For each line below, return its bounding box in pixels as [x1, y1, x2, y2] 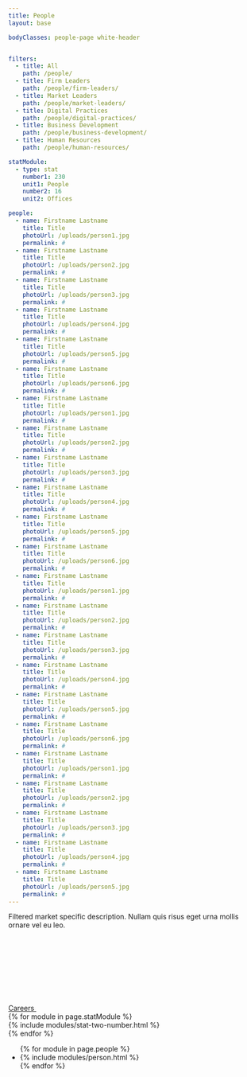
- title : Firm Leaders [15, 77, 91, 85]
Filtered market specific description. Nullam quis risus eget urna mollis [8, 912, 239, 922]
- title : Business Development [15, 121, 119, 130]
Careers [8, 1004, 35, 1013]
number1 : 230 [22, 173, 66, 181]
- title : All [15, 62, 59, 70]
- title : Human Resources [15, 136, 102, 144]
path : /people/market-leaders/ [22, 99, 126, 107]
